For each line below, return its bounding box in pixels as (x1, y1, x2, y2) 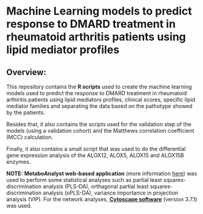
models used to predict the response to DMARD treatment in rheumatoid (6, 90, 187, 96)
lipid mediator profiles (6, 43, 120, 57)
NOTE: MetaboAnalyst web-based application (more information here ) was (6, 170, 198, 177)
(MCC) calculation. (6, 133, 53, 141)
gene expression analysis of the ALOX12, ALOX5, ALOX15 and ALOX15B (6, 152, 184, 159)
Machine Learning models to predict (6, 4, 192, 18)
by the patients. (6, 109, 45, 116)
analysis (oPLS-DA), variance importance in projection (42, 189, 179, 196)
